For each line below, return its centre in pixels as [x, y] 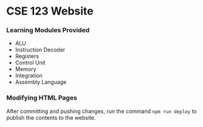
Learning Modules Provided [48, 30]
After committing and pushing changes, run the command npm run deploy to [101, 111]
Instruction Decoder [40, 50]
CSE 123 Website [50, 11]
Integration [29, 76]
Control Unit [30, 63]
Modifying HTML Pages [42, 98]
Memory [26, 69]
